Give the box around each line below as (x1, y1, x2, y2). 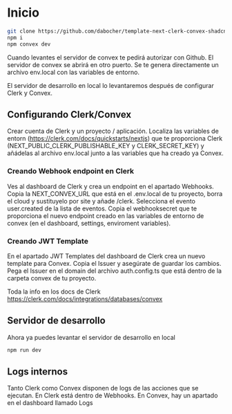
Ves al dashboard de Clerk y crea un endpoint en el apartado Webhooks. (7, 182, 214, 190)
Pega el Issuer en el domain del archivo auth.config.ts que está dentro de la (7, 267, 222, 275)
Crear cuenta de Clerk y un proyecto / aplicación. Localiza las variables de (7, 127, 219, 136)
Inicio (7, 5, 40, 21)
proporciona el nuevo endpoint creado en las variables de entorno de (7, 211, 204, 219)
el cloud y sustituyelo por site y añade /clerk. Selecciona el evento (7, 197, 195, 205)
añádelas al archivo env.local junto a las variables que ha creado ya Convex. (7, 149, 224, 157)
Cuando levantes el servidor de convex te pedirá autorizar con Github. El (7, 53, 214, 62)
